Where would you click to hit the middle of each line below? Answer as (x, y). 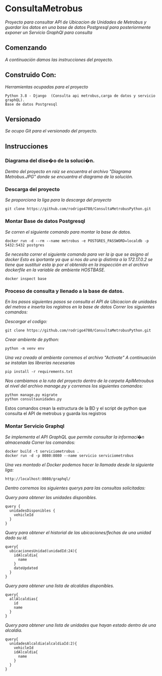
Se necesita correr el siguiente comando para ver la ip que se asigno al (77, 254)
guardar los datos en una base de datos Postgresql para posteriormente (78, 27)
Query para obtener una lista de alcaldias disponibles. (60, 586)
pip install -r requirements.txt (39, 371)
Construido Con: (31, 75)
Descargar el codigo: (26, 321)
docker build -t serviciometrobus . (42, 452)
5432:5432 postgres (25, 245)
